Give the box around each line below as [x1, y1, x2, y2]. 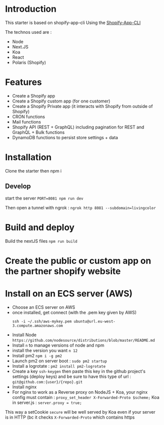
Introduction [5, 3, 57, 15]
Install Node [12, 332, 37, 338]
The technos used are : [5, 29, 52, 35]
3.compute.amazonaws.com [12, 323, 63, 328]
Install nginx [12, 384, 37, 390]
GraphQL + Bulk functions [12, 129, 65, 135]
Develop [5, 182, 31, 191]
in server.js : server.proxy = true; [12, 400, 82, 405]
